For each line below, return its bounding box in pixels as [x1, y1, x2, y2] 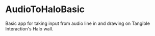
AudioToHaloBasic [5, 4, 85, 15]
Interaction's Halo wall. [5, 25, 54, 31]
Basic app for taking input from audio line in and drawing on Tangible [5, 20, 150, 26]
